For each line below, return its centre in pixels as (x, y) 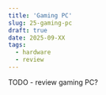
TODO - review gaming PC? (53, 82)
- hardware (33, 52)
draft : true (28, 30)
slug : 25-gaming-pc (40, 23)
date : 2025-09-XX (37, 38)
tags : (17, 45)
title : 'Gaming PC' (40, 15)
